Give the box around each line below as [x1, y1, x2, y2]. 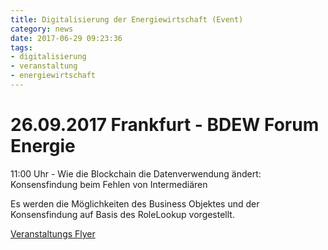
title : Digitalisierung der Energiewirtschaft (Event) [10, 14, 244, 25]
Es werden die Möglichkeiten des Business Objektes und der [10, 197, 260, 210]
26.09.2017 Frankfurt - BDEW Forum [10, 114, 320, 136]
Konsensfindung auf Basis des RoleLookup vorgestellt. [10, 208, 235, 220]
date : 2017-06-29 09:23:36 [10, 33, 123, 43]
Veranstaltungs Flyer [10, 227, 96, 240]
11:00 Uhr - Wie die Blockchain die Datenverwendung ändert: [10, 167, 262, 180]
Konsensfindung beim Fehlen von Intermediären [10, 178, 208, 190]
